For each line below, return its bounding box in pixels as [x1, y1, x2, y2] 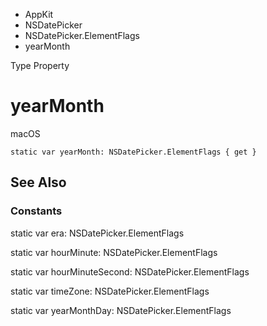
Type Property [10, 60, 70, 71]
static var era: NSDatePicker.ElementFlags [10, 227, 185, 239]
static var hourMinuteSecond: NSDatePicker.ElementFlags [10, 265, 250, 278]
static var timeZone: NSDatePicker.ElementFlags [10, 285, 210, 297]
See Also [10, 174, 67, 191]
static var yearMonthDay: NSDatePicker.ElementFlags [10, 304, 232, 316]
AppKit [24, 9, 54, 20]
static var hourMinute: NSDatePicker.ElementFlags [10, 246, 218, 258]
